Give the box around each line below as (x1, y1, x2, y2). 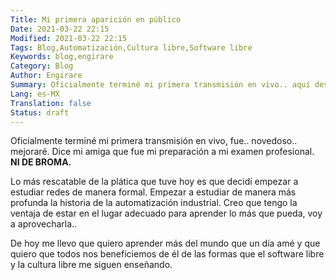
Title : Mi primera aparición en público (10, 14, 182, 25)
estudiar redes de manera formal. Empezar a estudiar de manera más (10, 186, 297, 198)
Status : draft (10, 107, 70, 118)
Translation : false (10, 98, 92, 108)
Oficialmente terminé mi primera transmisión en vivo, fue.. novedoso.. (10, 135, 298, 147)
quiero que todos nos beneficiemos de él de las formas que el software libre (10, 248, 325, 260)
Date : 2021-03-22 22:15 (10, 24, 110, 34)
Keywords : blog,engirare (10, 52, 114, 62)
